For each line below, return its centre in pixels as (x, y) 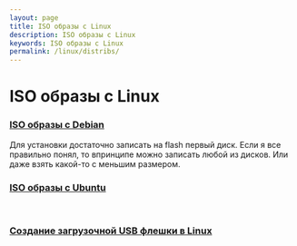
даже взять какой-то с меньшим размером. (95, 163)
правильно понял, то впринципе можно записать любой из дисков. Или (149, 154)
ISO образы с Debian (57, 125)
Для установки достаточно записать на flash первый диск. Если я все (145, 144)
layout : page (34, 18)
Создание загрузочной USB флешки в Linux (111, 231)
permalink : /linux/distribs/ (64, 52)
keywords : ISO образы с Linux (67, 43)
